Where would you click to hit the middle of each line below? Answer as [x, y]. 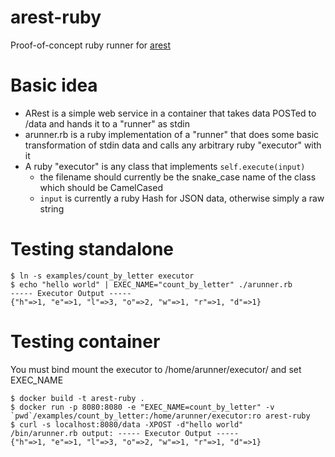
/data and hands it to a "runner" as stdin [107, 123]
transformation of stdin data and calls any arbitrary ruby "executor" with [173, 145]
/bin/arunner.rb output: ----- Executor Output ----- [125, 433]
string [52, 208]
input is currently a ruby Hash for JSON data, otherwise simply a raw [182, 198]
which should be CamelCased [101, 187]
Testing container [85, 342]
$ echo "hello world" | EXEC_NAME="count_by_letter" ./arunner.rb [151, 284]
